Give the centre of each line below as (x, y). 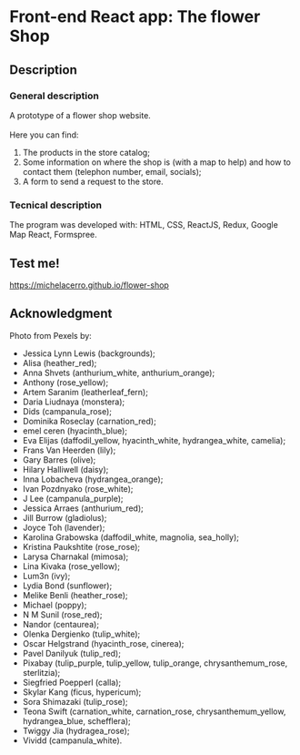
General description (55, 96)
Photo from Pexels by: (51, 335)
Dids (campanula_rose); (67, 411)
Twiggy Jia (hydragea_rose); (76, 730)
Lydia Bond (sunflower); (67, 586)
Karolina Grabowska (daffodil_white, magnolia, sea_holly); (130, 537)
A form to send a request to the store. (93, 181)
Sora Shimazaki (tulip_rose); (75, 701)
